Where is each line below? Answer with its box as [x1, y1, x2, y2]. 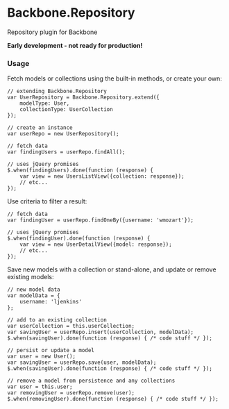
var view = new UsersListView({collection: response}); [19, 173, 185, 180]
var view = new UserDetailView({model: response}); [19, 241, 172, 248]
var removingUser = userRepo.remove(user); [7, 390, 135, 397]
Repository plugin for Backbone [7, 28, 98, 36]
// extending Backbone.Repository [7, 88, 108, 95]
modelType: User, [19, 100, 70, 107]
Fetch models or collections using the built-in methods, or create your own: [7, 74, 222, 83]
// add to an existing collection [7, 317, 108, 324]
